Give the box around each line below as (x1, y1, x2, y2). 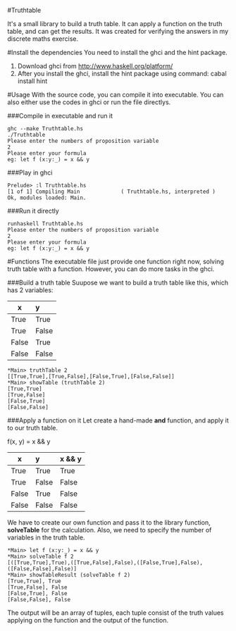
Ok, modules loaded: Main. (7, 194, 87, 201)
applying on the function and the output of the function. (7, 616, 169, 624)
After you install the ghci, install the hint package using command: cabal (17, 70, 227, 77)
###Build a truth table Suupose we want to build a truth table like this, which (7, 278, 229, 287)
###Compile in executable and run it (7, 112, 113, 120)
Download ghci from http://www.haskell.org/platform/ (17, 62, 173, 70)
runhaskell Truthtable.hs (7, 220, 83, 227)
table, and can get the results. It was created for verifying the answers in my (7, 27, 229, 35)
